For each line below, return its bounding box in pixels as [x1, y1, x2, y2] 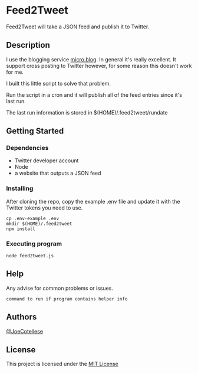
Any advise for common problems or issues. [6, 284, 114, 292]
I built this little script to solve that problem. [6, 80, 111, 87]
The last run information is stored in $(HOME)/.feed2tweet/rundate [6, 109, 168, 116]
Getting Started [6, 126, 64, 136]
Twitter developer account [14, 157, 79, 164]
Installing [6, 184, 34, 192]
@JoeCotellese [6, 328, 43, 335]
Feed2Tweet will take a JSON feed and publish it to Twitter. [6, 23, 150, 30]
